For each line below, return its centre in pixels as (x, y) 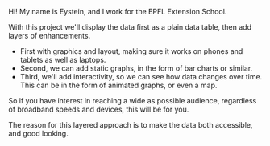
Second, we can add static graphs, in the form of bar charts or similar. (136, 68)
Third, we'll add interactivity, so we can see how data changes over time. (141, 77)
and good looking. (38, 133)
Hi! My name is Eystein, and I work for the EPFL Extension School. (118, 12)
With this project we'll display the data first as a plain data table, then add (130, 27)
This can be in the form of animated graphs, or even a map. (118, 85)
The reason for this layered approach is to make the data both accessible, (131, 125)
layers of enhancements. (50, 36)
